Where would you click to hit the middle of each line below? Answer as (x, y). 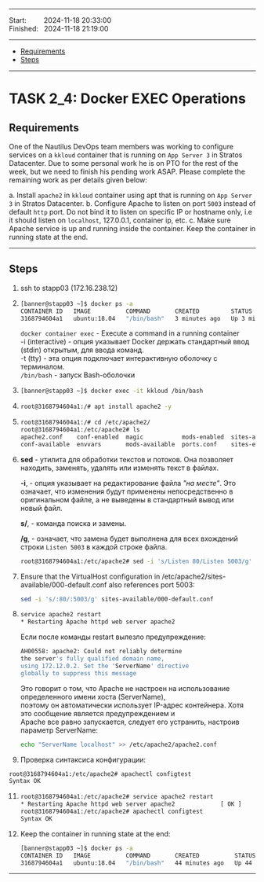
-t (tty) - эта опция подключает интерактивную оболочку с (119, 358)
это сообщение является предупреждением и (98, 713)
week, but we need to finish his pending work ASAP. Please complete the (127, 171)
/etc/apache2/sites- (194, 576)
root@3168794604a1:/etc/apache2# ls (80, 430)
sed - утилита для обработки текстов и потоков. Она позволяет (127, 459)
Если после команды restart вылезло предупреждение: (113, 637)
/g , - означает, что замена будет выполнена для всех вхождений (129, 538)
